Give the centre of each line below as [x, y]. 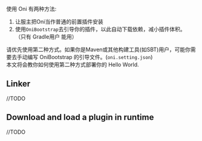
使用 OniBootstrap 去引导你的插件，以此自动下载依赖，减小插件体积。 [100, 29]
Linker [18, 84]
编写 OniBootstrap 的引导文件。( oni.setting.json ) [90, 57]
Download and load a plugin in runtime [80, 117]
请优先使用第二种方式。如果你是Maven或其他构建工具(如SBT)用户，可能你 [98, 49]
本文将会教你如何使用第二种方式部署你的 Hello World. [73, 64]
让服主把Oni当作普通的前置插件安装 [59, 22]
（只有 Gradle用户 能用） [46, 37]
